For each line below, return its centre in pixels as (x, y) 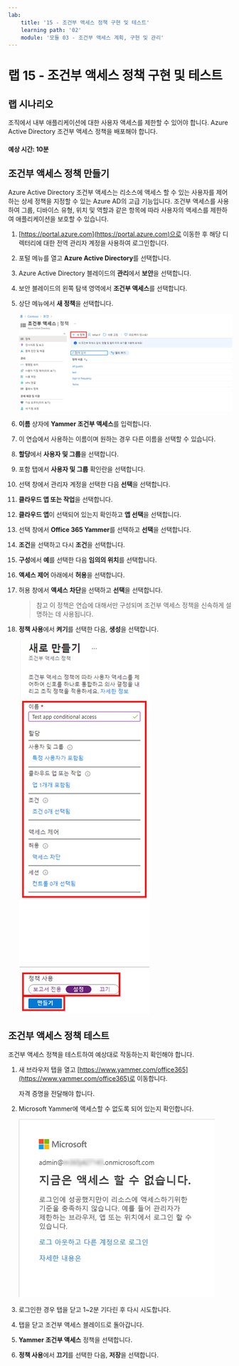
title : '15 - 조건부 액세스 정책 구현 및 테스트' (85, 22)
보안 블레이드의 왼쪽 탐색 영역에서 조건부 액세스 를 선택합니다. (103, 288)
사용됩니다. (78, 614)
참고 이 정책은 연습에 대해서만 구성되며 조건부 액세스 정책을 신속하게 (130, 605)
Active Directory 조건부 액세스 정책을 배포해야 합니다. (83, 132)
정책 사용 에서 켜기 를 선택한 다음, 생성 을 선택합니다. (89, 629)
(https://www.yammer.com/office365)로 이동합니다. (93, 1078)
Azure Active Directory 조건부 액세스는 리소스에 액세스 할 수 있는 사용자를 (111, 192)
